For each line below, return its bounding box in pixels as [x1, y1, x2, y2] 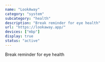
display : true [5, 34, 34, 39]
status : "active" [5, 38, 40, 43]
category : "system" [5, 12, 45, 16]
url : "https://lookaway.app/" [5, 25, 66, 30]
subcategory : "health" [5, 16, 51, 21]
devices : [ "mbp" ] [5, 29, 40, 34]
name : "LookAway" [5, 7, 40, 12]
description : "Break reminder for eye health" [5, 20, 101, 25]
